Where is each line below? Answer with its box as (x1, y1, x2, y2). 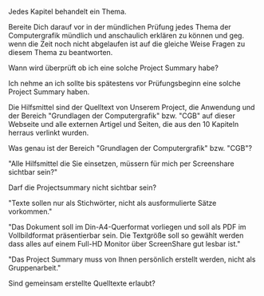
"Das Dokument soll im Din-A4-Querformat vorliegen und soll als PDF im (8, 223, 246, 231)
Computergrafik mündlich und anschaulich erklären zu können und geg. (8, 31, 245, 40)
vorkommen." (8, 207, 53, 216)
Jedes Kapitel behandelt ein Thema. (8, 7, 127, 16)
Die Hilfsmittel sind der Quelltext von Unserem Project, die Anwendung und (8, 103, 255, 112)
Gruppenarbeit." (8, 263, 61, 272)
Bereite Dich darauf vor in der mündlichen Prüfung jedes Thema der (8, 22, 231, 31)
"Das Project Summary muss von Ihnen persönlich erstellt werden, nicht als (8, 255, 256, 264)
